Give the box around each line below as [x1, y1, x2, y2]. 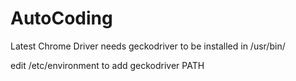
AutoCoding [10, 7, 113, 30]
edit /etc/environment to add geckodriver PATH [10, 59, 205, 71]
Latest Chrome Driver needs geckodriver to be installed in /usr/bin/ [10, 40, 286, 52]
